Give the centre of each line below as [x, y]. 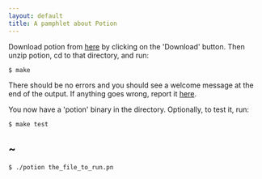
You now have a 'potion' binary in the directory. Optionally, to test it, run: [129, 109]
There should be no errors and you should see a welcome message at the [131, 85]
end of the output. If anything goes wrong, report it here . [102, 93]
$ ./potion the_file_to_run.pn [61, 168]
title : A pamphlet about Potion [63, 23]
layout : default [36, 16]
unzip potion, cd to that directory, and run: [79, 55]
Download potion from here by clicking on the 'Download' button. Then [127, 46]
